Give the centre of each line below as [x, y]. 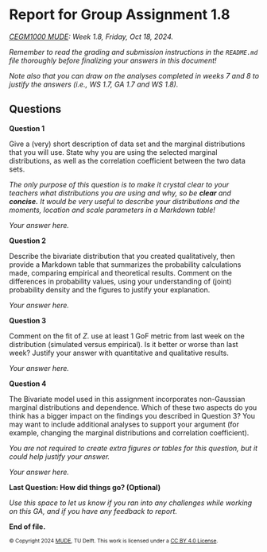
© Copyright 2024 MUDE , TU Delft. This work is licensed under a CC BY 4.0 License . [114, 541]
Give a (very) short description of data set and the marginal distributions [127, 144]
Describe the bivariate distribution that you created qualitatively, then [122, 256]
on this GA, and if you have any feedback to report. [93, 511]
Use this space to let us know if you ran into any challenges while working [131, 503]
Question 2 [28, 241]
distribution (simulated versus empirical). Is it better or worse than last [124, 344]
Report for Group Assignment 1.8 [120, 15]
